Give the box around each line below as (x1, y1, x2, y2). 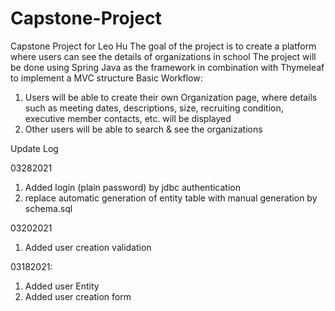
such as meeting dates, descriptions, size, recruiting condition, (24, 102, 284, 114)
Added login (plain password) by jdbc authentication (24, 181, 241, 193)
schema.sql (24, 202, 73, 214)
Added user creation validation (24, 241, 152, 253)
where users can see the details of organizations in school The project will (10, 50, 317, 62)
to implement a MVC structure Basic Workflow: (10, 72, 203, 84)
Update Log (10, 142, 59, 154)
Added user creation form (24, 290, 132, 302)
